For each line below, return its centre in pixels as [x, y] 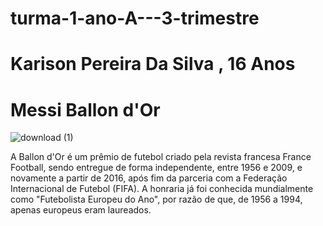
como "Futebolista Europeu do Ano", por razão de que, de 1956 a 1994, [156, 199]
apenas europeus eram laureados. [81, 210]
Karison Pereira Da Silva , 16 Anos [153, 64]
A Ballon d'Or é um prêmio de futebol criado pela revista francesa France [161, 157]
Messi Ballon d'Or [85, 109]
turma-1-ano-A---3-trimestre [135, 18]
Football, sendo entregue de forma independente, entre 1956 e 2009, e [156, 168]
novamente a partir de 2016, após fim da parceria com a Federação [149, 178]
